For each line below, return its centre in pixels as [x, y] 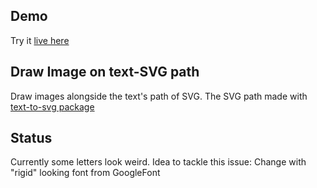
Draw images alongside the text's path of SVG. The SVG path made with [159, 96]
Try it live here [40, 40]
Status [31, 138]
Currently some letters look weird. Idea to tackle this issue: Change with [158, 162]
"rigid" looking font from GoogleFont [85, 173]
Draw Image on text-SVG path [105, 72]
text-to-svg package [52, 106]
